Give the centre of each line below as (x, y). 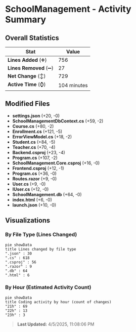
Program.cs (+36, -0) (34, 173)
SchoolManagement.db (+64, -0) (47, 194)
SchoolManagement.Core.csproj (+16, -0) (56, 163)
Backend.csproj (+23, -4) (39, 152)
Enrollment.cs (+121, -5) (37, 131)
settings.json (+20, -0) (36, 116)
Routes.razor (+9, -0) (34, 178)
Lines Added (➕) (27, 60)
